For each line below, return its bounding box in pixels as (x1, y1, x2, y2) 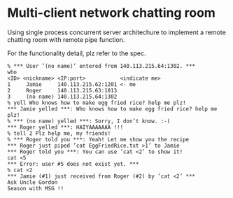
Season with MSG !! (7, 185, 64, 192)
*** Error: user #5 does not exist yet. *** (7, 160, 139, 167)
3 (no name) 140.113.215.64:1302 (7, 93, 118, 100)
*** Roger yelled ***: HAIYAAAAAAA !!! (7, 124, 124, 131)
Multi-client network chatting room (7, 5, 216, 21)
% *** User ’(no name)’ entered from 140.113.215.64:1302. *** (7, 62, 196, 69)
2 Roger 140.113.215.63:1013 (7, 87, 118, 94)
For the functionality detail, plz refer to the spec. (7, 49, 146, 57)
